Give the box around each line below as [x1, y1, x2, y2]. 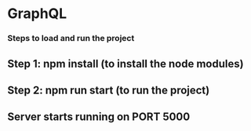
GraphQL [7, 5, 67, 23]
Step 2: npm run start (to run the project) [7, 83, 210, 96]
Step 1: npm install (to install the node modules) [7, 56, 244, 71]
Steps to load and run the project [7, 33, 135, 44]
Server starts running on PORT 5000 [7, 111, 191, 124]
